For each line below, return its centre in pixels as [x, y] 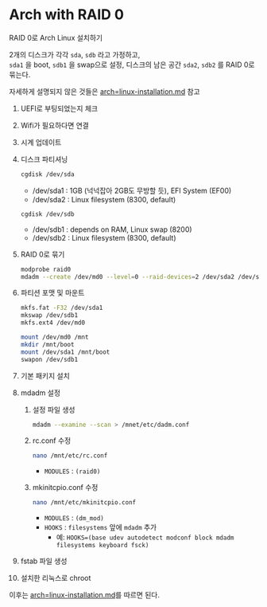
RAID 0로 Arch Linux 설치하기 [56, 37]
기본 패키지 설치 [45, 375]
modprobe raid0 [46, 269]
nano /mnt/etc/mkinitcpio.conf [84, 503]
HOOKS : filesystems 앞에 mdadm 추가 [101, 527]
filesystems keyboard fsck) [103, 546]
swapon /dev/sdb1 [49, 359]
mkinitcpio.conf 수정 [65, 488]
